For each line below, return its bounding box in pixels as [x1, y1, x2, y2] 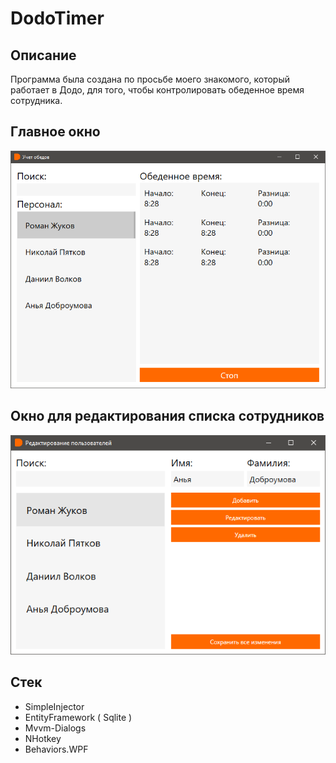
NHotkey [24, 732, 62, 744]
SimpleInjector [24, 700, 85, 712]
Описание [10, 47, 77, 64]
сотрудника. [10, 95, 63, 106]
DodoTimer [10, 7, 105, 30]
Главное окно [10, 123, 101, 141]
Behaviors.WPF [24, 743, 89, 755]
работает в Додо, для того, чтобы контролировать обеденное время [10, 84, 305, 96]
